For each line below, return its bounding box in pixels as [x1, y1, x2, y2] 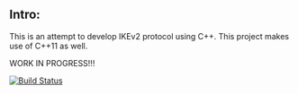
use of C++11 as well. [9, 40, 88, 51]
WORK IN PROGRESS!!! [9, 57, 95, 68]
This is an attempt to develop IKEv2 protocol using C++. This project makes [9, 30, 290, 41]
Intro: [9, 7, 41, 22]
